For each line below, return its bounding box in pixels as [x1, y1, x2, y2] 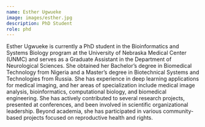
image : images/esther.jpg [6, 15, 72, 21]
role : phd [6, 26, 32, 32]
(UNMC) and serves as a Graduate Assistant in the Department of [6, 56, 172, 63]
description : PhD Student [6, 20, 72, 26]
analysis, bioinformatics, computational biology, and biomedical [6, 88, 167, 95]
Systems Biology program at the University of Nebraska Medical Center [6, 49, 187, 57]
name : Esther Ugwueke [6, 9, 62, 15]
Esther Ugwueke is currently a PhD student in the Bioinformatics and [6, 43, 179, 50]
